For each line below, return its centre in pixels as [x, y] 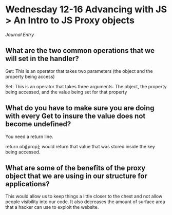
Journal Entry [20, 34]
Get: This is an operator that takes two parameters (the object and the [79, 71]
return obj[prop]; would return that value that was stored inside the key [80, 146]
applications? [27, 184]
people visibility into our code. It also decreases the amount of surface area [85, 202]
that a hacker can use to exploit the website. [52, 207]
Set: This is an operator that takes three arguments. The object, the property [86, 86]
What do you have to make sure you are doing [80, 108]
